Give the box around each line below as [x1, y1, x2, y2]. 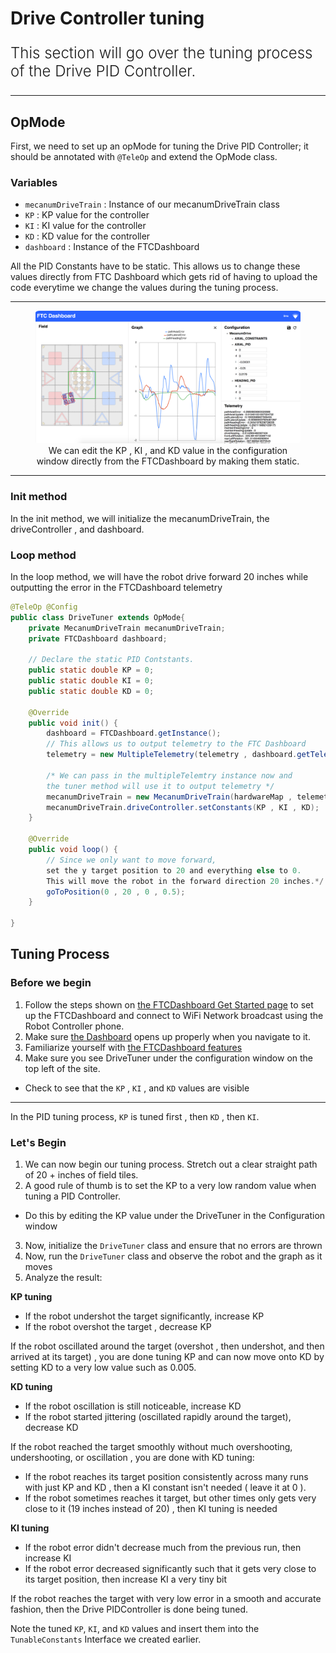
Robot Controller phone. [24, 1020, 125, 1032]
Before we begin [10, 976, 92, 990]
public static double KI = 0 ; [28, 676, 155, 686]
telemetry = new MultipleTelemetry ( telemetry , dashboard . [46, 750, 298, 760]
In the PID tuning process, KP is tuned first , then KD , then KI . [10, 1110, 260, 1122]
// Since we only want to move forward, [46, 855, 217, 865]
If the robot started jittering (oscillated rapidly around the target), [24, 1411, 292, 1422]
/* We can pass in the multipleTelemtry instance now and [46, 770, 293, 781]
